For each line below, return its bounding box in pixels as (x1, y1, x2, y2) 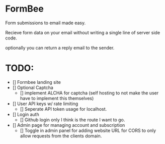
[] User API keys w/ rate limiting (12, 101, 78, 107)
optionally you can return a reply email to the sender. (5, 44, 115, 51)
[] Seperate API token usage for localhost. (20, 106, 107, 112)
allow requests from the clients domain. (20, 132, 102, 139)
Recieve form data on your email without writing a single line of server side (5, 29, 160, 35)
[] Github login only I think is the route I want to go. (20, 117, 125, 123)
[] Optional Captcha (12, 84, 54, 90)
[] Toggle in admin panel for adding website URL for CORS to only (20, 127, 156, 133)
